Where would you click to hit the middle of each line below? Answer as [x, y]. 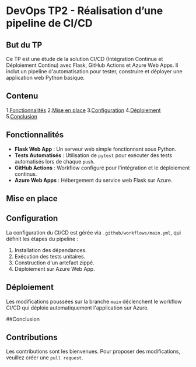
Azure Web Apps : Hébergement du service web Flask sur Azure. [93, 180]
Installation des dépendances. [51, 250]
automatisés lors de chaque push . [55, 161]
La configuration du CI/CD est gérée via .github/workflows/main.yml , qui [94, 232]
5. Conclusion [22, 116]
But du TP [24, 45]
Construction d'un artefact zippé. [54, 263]
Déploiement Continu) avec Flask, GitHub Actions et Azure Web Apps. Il [92, 65]
